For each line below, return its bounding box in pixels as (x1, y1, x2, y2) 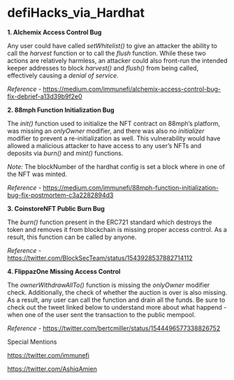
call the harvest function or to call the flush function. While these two (7, 49, 206, 57)
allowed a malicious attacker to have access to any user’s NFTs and (7, 141, 202, 149)
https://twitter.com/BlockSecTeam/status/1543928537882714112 (7, 254, 193, 262)
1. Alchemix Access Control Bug (7, 28, 102, 36)
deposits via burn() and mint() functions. (7, 149, 124, 157)
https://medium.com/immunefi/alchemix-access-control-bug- (43, 85, 221, 93)
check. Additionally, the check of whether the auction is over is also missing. (7, 288, 228, 296)
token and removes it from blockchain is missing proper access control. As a (7, 225, 227, 233)
